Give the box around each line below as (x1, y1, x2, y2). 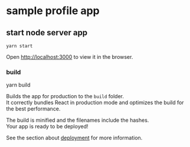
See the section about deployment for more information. (6, 134, 143, 142)
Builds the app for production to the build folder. (6, 93, 125, 100)
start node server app (6, 28, 88, 38)
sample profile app (6, 4, 100, 18)
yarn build (6, 81, 31, 89)
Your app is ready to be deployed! (6, 123, 89, 130)
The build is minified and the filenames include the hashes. (6, 116, 149, 124)
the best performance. (6, 105, 61, 112)
